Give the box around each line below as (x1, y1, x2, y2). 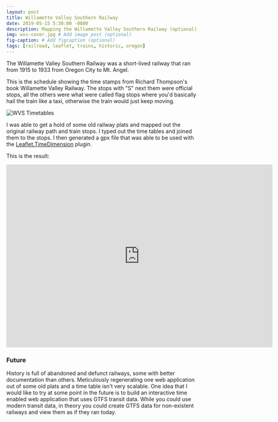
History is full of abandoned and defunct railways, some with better (6, 370, 175, 377)
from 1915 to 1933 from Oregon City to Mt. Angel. (6, 66, 129, 73)
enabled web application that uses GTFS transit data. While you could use (6, 396, 192, 403)
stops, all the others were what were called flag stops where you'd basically (6, 91, 196, 98)
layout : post (6, 9, 40, 15)
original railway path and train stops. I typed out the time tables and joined (6, 127, 192, 135)
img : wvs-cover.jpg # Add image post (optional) (6, 32, 132, 38)
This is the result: (6, 152, 50, 159)
